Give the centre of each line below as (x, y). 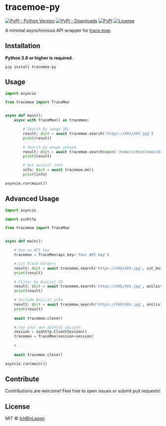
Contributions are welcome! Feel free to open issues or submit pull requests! (83, 391)
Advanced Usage (32, 199)
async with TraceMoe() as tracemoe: (52, 120)
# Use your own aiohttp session (47, 327)
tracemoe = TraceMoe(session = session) (54, 337)
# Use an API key (32, 250)
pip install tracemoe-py (31, 67)
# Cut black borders (35, 263)
